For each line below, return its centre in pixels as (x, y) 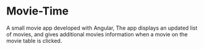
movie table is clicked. (34, 41)
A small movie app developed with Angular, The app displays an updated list (102, 28)
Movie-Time (37, 11)
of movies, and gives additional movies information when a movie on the (97, 34)
